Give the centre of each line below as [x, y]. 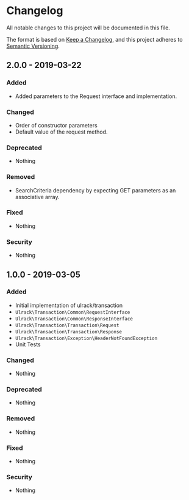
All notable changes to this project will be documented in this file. [88, 28]
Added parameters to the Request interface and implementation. [96, 96]
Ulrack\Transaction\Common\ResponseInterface [74, 319]
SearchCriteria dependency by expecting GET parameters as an [95, 190]
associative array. [37, 197]
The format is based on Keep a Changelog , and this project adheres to [94, 39]
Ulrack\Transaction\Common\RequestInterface [73, 312]
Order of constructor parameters [56, 125]
